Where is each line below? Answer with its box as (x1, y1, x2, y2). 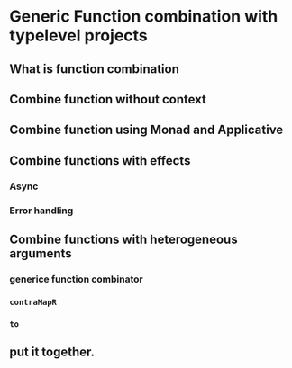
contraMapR (9, 297, 57, 307)
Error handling (9, 204, 74, 217)
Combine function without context (9, 92, 207, 107)
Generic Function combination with (9, 6, 278, 27)
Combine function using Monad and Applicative (9, 122, 284, 138)
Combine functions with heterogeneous (9, 231, 238, 247)
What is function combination (9, 61, 180, 76)
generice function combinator (9, 273, 143, 285)
